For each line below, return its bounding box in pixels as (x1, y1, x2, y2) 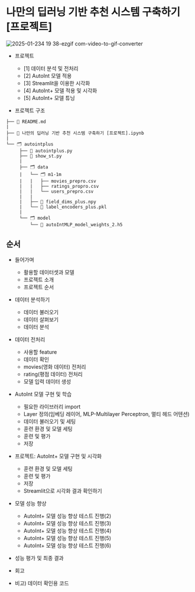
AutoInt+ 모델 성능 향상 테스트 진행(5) (23, 534, 111, 541)
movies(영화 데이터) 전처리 (23, 363, 86, 370)
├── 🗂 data (19, 164, 48, 170)
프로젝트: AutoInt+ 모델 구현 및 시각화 (14, 453, 102, 460)
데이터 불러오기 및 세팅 (23, 418, 76, 425)
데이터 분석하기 (14, 296, 50, 303)
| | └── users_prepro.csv (19, 188, 94, 194)
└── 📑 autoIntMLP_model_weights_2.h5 (30, 222, 123, 227)
